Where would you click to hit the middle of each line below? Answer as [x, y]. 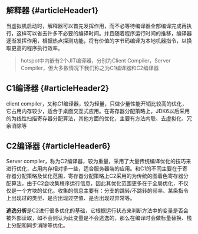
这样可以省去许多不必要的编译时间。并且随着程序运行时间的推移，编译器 [104, 33]
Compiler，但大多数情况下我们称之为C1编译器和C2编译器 [90, 68]
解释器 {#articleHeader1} [52, 11]
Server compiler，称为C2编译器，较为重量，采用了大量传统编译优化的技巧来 [99, 162]
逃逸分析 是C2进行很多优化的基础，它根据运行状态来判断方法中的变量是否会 [97, 210]
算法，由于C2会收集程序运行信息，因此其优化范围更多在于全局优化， [95, 183]
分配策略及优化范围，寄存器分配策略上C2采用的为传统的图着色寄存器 [100, 176]
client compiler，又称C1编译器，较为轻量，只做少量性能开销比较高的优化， [97, 103]
